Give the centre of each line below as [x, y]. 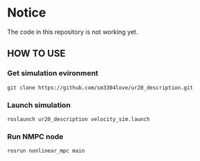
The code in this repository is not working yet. [73, 32]
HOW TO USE [36, 54]
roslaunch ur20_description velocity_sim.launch [79, 119]
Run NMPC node [35, 136]
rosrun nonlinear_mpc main [46, 151]
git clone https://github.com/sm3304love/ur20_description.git [100, 88]
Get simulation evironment [53, 73]
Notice [27, 13]
